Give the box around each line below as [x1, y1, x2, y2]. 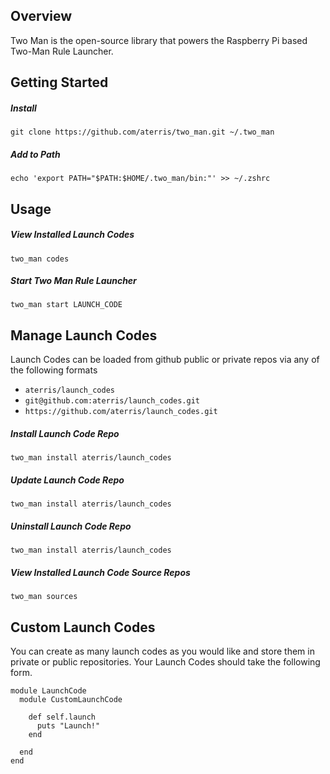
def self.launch [28, 712, 97, 722]
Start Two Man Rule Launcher [10, 275, 137, 287]
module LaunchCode [10, 685, 87, 696]
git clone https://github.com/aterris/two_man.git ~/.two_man [10, 127, 275, 138]
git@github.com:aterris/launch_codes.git [24, 396, 200, 406]
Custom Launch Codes [10, 619, 156, 636]
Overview [10, 8, 73, 25]
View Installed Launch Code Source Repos [10, 566, 191, 578]
